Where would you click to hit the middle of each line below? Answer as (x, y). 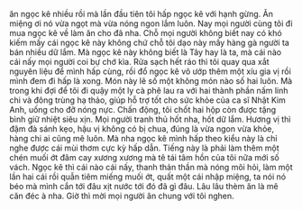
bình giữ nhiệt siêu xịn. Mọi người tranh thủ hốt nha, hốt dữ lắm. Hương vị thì (150, 119)
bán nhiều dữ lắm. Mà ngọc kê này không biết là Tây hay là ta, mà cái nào (146, 52)
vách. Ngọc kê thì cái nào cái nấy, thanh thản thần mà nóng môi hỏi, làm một (151, 167)
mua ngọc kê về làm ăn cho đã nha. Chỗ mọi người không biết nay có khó (146, 33)
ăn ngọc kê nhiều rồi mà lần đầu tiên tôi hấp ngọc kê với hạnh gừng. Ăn (141, 14)
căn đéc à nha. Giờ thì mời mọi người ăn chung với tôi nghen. (122, 196)
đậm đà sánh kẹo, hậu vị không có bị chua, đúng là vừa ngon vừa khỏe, (142, 129)
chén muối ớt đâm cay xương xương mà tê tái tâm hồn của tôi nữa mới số (144, 157)
